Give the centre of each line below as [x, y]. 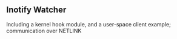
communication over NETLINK [44, 31]
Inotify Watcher [36, 10]
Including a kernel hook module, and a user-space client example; [88, 24]
